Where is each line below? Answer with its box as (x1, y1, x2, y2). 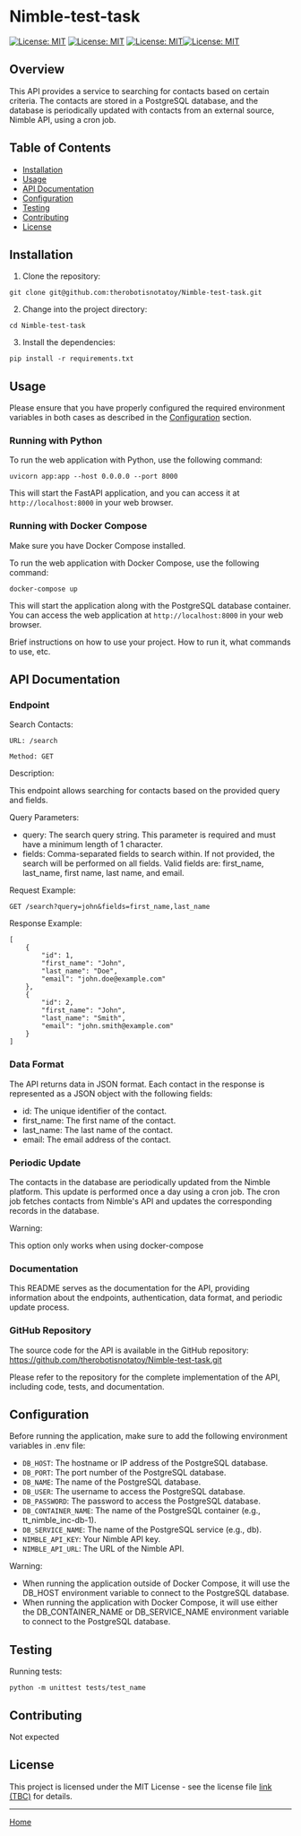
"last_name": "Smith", (41, 1014, 126, 1023)
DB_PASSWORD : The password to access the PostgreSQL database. (21, 1495, 262, 1507)
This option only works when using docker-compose (9, 1240, 204, 1251)
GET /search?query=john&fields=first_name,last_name (9, 903, 211, 912)
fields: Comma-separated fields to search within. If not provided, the (21, 849, 275, 860)
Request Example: (9, 885, 76, 896)
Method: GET (9, 752, 54, 761)
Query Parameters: (9, 812, 80, 823)
